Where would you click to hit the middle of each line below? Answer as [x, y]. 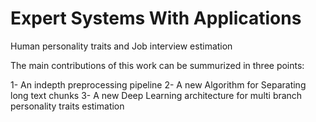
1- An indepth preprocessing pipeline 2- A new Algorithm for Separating [158, 84]
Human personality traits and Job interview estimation [121, 46]
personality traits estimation [67, 106]
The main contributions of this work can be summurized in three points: [157, 65]
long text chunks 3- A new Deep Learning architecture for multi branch [156, 95]
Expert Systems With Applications [156, 18]
